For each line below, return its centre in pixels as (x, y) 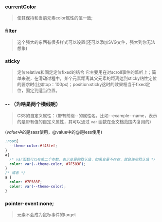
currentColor (21, 7)
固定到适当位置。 (43, 90)
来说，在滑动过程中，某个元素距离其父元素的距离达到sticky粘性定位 (89, 78)
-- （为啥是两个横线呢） (33, 104)
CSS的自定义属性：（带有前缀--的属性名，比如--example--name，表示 (87, 116)
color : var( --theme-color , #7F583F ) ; (48, 164)
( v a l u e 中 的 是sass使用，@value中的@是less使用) (54, 132)
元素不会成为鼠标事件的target (46, 214)
